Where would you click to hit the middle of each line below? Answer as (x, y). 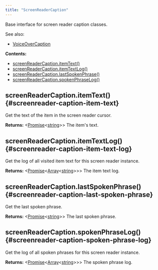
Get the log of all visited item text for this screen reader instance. (72, 161)
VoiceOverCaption (31, 44)
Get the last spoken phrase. (34, 207)
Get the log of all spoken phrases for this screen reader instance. (72, 252)
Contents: (16, 53)
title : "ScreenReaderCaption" (37, 10)
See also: (15, 34)
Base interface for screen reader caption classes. (56, 24)
